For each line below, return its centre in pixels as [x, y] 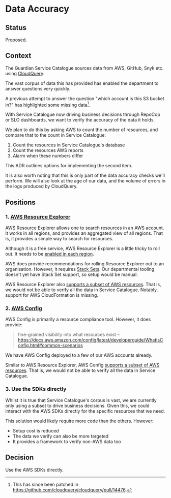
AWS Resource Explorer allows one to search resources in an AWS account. [85, 228]
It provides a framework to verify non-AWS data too [67, 441]
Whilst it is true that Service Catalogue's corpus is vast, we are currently [81, 400]
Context [18, 56]
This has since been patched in [46, 484]
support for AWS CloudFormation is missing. [52, 295]
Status [16, 28]
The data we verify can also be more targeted [61, 436]
